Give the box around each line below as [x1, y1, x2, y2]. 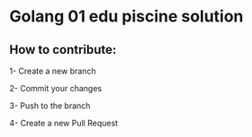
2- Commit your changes [9, 83, 102, 93]
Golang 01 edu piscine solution [9, 6, 244, 27]
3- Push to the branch [9, 100, 91, 111]
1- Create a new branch [9, 65, 96, 76]
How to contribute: [9, 42, 117, 57]
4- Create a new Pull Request [9, 118, 119, 128]
